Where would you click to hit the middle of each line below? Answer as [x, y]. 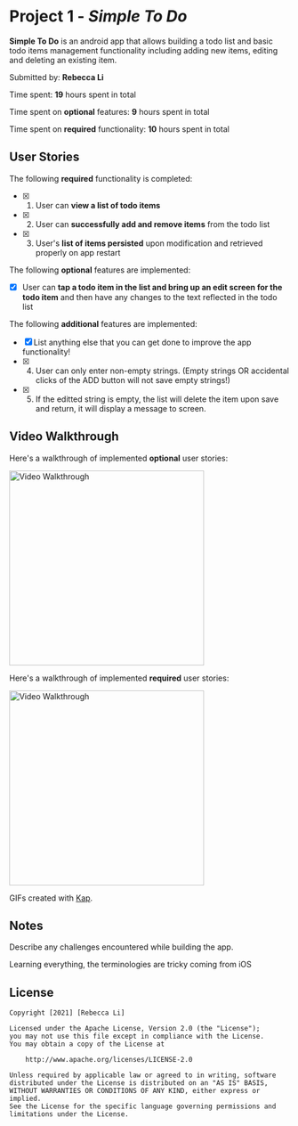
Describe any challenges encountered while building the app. [121, 947]
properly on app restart [78, 252]
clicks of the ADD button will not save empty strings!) [133, 379]
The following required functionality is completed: [101, 178]
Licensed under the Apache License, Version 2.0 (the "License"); [135, 1029]
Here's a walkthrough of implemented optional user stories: [119, 458]
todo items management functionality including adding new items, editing [144, 50]
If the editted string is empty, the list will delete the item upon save [157, 399]
